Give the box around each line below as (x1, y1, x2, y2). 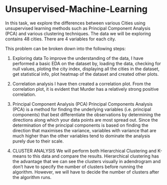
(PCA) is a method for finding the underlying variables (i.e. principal (12, 106, 151, 112)
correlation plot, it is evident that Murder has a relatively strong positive (12, 86, 159, 92)
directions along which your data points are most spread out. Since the (12, 117, 158, 123)
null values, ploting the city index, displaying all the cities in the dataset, (12, 66, 160, 72)
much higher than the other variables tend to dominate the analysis (12, 133, 151, 139)
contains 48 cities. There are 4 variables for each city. (5, 36, 116, 42)
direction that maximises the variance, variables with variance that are (12, 127, 157, 133)
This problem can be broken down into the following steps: (5, 45, 126, 51)
